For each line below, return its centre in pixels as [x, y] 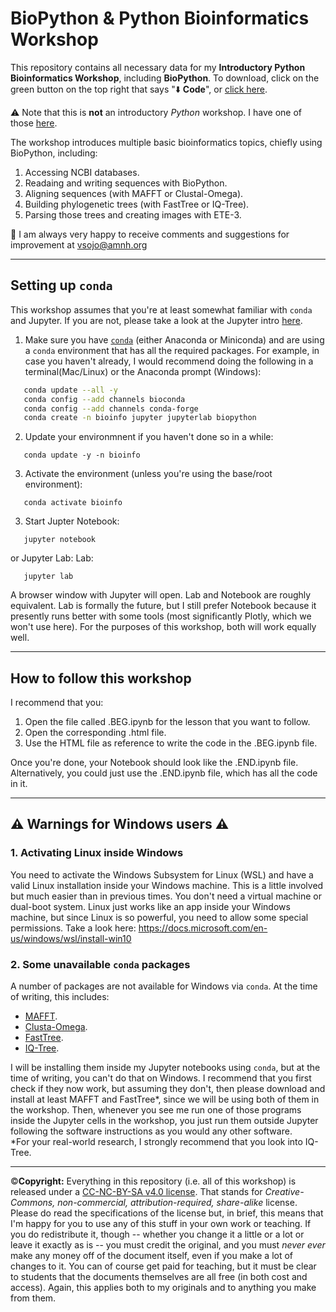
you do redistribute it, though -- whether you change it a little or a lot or [157, 1234]
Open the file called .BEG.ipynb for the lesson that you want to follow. [167, 722]
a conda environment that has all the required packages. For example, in [172, 350]
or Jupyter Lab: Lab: [52, 558]
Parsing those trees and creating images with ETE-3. [133, 214]
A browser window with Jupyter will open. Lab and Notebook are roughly [161, 595]
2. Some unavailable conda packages [100, 964]
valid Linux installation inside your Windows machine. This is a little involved [167, 885]
